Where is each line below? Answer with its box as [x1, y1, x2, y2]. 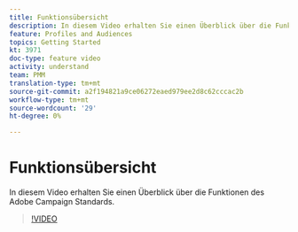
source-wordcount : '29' [9, 104, 98, 112]
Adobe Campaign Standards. [9, 197, 115, 207]
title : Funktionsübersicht [9, 12, 109, 22]
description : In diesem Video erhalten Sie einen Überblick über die [9, 21, 272, 30]
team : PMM [9, 71, 46, 80]
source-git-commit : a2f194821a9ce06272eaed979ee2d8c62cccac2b [9, 87, 244, 96]
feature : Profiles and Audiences [9, 29, 133, 38]
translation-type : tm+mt [9, 79, 101, 88]
